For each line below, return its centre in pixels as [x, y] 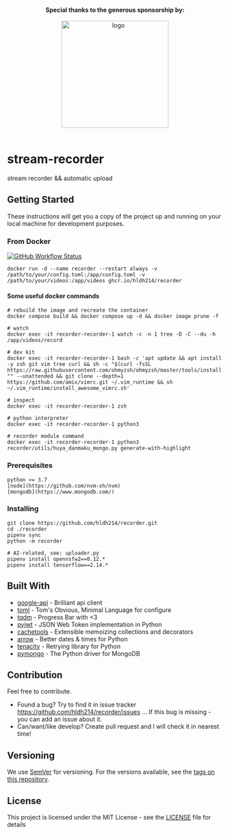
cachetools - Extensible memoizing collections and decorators [105, 631]
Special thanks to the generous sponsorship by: [115, 10]
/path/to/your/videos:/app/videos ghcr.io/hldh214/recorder [95, 281]
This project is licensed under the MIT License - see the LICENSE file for [109, 818]
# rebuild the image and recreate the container [78, 310]
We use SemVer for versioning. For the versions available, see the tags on [111, 772]
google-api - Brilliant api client [60, 602]
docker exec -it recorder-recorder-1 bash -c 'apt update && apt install [115, 358]
